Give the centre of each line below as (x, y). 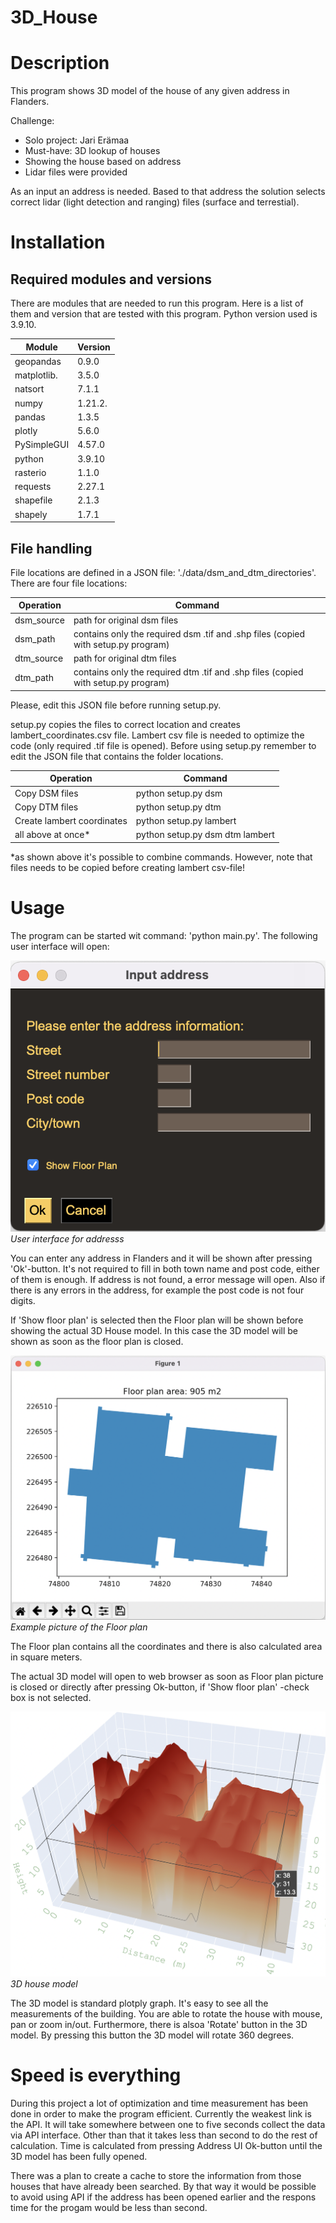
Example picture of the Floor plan (79, 1627)
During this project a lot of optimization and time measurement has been (159, 2103)
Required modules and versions (111, 279)
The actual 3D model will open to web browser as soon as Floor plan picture (167, 1677)
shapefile (33, 500)
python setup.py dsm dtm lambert (205, 835)
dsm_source (39, 620)
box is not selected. (51, 1698)
